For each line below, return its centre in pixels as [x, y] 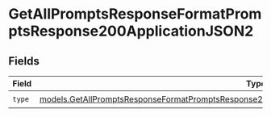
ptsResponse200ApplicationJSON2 [131, 31]
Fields [24, 61]
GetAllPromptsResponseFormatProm [135, 14]
